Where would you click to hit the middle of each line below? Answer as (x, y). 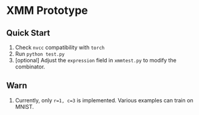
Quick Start (28, 33)
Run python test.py (40, 54)
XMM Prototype (47, 11)
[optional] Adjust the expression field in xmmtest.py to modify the (96, 60)
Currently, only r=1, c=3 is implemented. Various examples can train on (104, 100)
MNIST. (25, 107)
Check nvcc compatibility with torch (60, 47)
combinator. (30, 67)
